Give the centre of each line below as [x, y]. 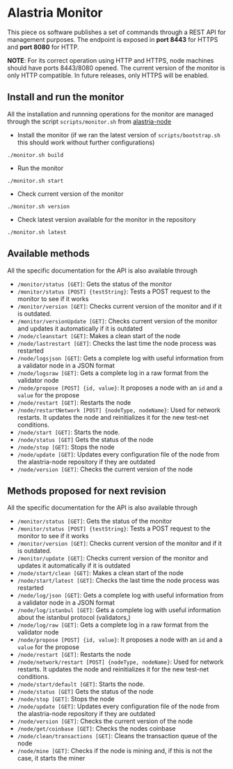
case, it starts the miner [51, 759]
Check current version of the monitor [70, 194]
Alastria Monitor [55, 13]
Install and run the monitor [66, 97]
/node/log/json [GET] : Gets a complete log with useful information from [120, 595]
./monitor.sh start [35, 181]
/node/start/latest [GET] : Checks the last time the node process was [118, 581]
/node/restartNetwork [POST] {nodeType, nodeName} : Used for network [119, 410]
